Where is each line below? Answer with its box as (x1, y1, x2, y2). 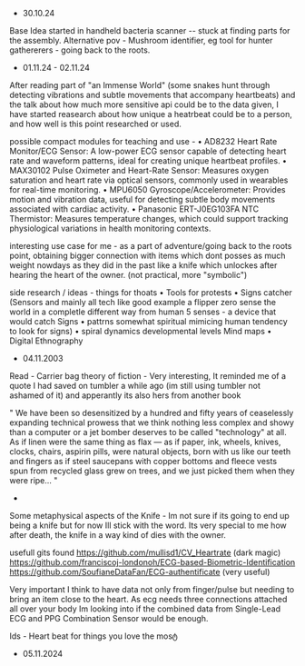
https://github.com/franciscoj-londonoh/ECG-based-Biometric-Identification (9, 557, 296, 567)
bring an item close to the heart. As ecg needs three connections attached (9, 594, 288, 604)
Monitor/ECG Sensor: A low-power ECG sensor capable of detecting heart (9, 145, 287, 156)
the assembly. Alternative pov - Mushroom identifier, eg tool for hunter (9, 35, 273, 45)
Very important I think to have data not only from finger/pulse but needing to (9, 584, 295, 594)
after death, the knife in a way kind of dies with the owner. (9, 530, 227, 540)
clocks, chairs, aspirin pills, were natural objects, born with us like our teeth (9, 446, 291, 457)
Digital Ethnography (9, 335, 84, 346)
